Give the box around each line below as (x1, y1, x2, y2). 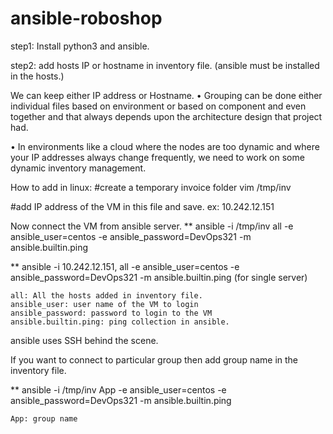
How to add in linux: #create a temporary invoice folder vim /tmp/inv (10, 181, 292, 193)
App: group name (10, 413, 78, 424)
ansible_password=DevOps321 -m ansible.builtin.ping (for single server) (10, 271, 308, 283)
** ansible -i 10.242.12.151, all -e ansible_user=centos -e (10, 260, 240, 272)
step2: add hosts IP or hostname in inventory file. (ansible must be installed (10, 59, 320, 71)
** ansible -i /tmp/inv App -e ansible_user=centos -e (10, 383, 227, 396)
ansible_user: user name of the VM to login (10, 299, 199, 309)
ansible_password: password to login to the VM (10, 308, 213, 318)
